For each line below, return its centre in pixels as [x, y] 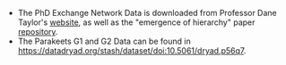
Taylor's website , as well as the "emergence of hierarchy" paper [136, 22]
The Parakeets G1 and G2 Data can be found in [104, 41]
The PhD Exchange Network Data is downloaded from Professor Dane [147, 13]
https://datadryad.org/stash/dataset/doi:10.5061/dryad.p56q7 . [132, 51]
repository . [38, 32]
